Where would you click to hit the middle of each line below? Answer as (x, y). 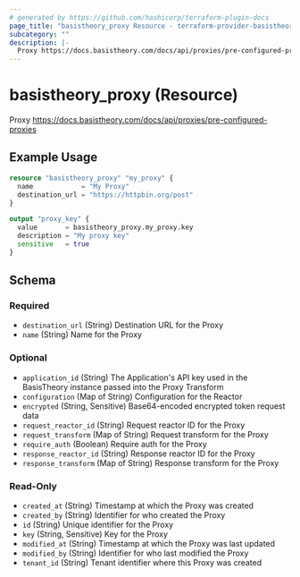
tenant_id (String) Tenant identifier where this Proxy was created (142, 563)
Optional (28, 358)
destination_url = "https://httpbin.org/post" (105, 195)
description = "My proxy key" (73, 236)
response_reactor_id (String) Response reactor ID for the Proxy (139, 454)
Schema (33, 280)
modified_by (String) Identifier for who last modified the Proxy (135, 553)
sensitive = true (54, 244)
